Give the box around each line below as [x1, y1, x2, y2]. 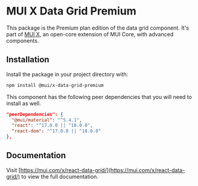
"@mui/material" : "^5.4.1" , [11, 117, 83, 123]
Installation [6, 54, 49, 65]
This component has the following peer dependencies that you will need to [6, 93, 192, 100]
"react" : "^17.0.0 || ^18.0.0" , [11, 123, 94, 129]
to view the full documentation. [21, 173, 98, 180]
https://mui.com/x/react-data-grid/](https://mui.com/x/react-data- [20, 166, 185, 173]
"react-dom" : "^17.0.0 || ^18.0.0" [11, 128, 101, 134]
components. [6, 37, 39, 44]
